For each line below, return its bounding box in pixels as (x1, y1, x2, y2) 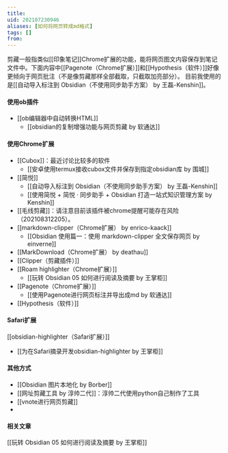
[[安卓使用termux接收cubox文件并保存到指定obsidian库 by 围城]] (27, 165, 210, 173)
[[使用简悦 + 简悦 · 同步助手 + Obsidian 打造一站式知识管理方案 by (27, 190, 213, 198)
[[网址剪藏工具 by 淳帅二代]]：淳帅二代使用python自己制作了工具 (16, 389, 200, 397)
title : (7, 10, 26, 17)
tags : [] (7, 29, 32, 36)
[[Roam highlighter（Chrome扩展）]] (16, 265, 117, 273)
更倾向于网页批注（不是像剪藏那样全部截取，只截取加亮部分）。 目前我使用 (7, 73, 215, 81)
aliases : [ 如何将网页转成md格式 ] (7, 23, 94, 29)
